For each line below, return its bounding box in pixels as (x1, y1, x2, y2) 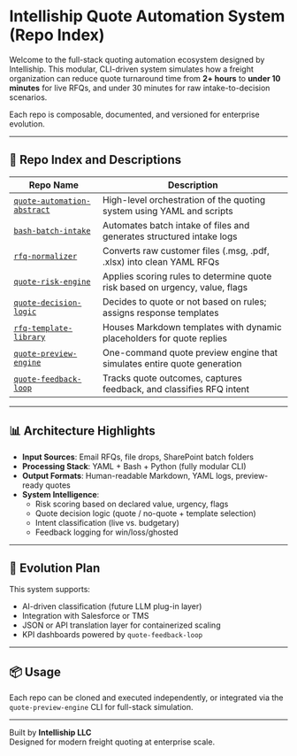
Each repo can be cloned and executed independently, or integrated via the (9, 692, 285, 703)
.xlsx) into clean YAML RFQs (103, 255, 220, 267)
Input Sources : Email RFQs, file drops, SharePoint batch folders (21, 451, 255, 462)
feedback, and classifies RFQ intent (103, 382, 250, 395)
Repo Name (28, 179, 80, 191)
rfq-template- (13, 323, 73, 333)
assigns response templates (103, 306, 219, 319)
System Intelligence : (21, 489, 100, 499)
